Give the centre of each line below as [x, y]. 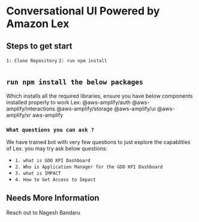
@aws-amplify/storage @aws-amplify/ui [106, 109]
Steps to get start [39, 46]
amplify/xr [19, 115]
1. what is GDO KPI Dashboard [53, 160]
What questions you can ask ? [50, 130]
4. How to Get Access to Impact [55, 179]
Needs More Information [53, 198]
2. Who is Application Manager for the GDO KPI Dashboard [89, 167]
